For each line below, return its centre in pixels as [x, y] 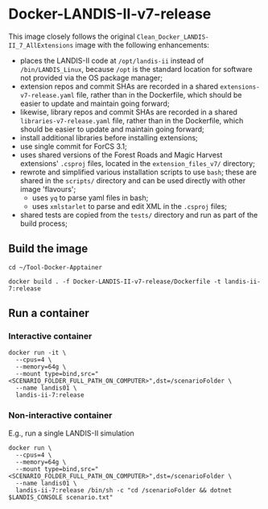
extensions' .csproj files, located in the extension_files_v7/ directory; [137, 163]
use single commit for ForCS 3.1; [73, 146]
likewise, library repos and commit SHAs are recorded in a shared [128, 112]
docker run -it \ [37, 353]
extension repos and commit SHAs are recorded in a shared [119, 86]
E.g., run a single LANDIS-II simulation [71, 433]
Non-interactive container [60, 415]
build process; [44, 223]
